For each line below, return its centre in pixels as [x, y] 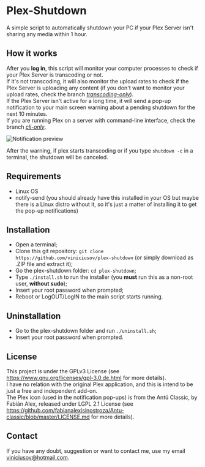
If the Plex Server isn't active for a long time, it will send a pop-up [89, 101]
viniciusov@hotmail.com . [38, 457]
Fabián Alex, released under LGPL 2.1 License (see [70, 404]
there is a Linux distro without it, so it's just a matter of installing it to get [106, 204]
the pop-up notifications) [47, 211]
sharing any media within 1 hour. [47, 34]
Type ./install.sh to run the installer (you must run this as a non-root [104, 277]
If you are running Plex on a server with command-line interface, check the [101, 120]
